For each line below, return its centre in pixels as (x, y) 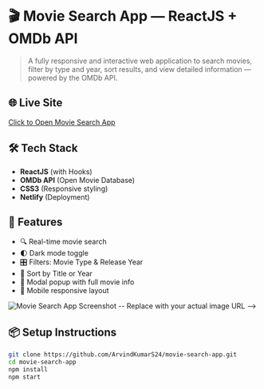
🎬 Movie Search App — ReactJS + (123, 16)
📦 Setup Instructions (63, 332)
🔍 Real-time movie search (63, 242)
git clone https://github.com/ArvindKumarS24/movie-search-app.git (123, 355)
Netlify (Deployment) (55, 196)
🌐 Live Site (35, 103)
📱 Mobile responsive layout (64, 291)
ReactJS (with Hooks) (56, 171)
